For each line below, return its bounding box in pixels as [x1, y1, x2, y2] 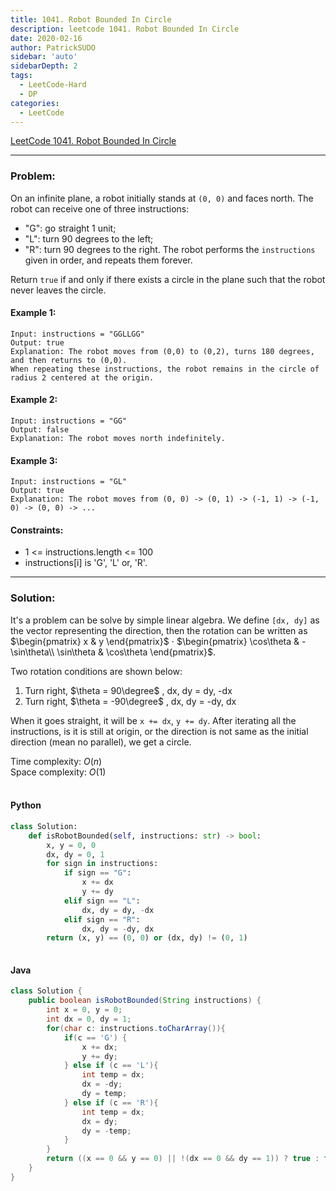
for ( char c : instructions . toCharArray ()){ [46, 1023, 226, 1033]
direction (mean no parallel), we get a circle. [10, 736, 192, 748]
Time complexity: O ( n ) [10, 755, 103, 767]
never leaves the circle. [10, 284, 107, 296]
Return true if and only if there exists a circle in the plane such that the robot [10, 273, 326, 285]
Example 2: [10, 394, 58, 406]
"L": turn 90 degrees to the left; [24, 232, 154, 245]
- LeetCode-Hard [19, 80, 87, 90]
